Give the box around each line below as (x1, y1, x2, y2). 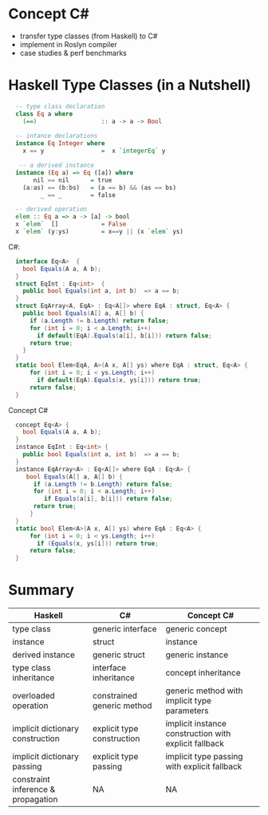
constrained (93, 691, 138, 702)
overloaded (12, 691, 56, 702)
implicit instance (165, 719, 227, 730)
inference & (12, 784, 56, 795)
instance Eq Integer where (15, 140, 105, 148)
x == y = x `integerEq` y (22, 147, 166, 156)
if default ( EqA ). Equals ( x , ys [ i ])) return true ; (37, 376, 202, 384)
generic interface (93, 624, 157, 635)
